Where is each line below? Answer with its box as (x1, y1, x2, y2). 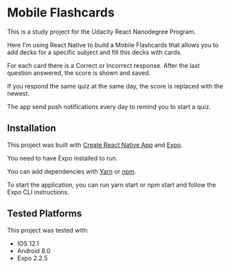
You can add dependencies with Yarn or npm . (7, 167, 137, 176)
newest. (7, 89, 30, 97)
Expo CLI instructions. (7, 187, 70, 196)
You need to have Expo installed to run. (7, 154, 118, 162)
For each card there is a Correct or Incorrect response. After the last (7, 61, 200, 69)
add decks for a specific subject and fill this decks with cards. (7, 48, 183, 56)
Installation (7, 122, 56, 134)
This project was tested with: (7, 226, 89, 234)
